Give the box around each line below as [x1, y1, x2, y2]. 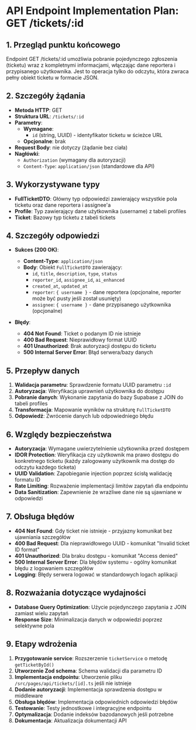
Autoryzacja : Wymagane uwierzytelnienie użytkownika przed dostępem [14, 445, 190, 452]
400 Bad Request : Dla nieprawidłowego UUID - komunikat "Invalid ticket [14, 540, 190, 547]
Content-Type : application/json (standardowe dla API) [23, 162, 155, 169]
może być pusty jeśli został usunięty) [32, 295, 122, 302]
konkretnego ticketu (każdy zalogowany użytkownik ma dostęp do [14, 458, 175, 465]
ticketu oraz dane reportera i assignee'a [14, 201, 111, 209]
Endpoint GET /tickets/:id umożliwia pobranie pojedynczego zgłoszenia [6, 56, 178, 62]
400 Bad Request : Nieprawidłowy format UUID [23, 336, 137, 343]
